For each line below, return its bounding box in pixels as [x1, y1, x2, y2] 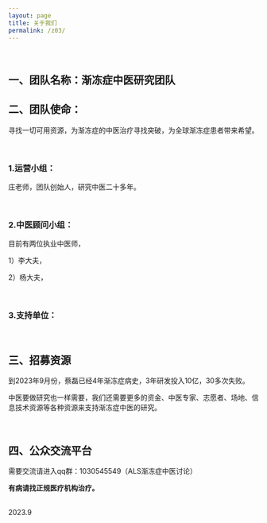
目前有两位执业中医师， [8, 239, 85, 249]
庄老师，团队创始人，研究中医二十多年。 [8, 182, 141, 192]
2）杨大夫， [8, 273, 48, 282]
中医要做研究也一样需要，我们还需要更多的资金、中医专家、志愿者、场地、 [8, 393, 252, 402]
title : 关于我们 [8, 19, 57, 27]
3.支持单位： [8, 310, 57, 321]
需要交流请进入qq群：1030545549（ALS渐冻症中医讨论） [8, 467, 197, 476]
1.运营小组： [8, 162, 56, 173]
